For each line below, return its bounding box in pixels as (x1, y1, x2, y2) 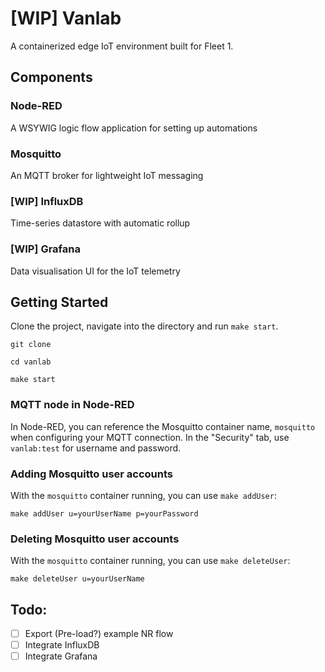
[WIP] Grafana (10, 242, 81, 256)
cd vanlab (10, 357, 52, 367)
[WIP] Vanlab (10, 7, 122, 30)
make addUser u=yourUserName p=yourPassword (10, 508, 199, 519)
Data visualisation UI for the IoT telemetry (10, 265, 181, 277)
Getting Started (10, 293, 109, 311)
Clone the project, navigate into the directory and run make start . (10, 320, 279, 332)
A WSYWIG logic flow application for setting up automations (10, 122, 258, 134)
